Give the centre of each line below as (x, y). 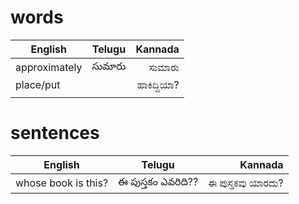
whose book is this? (62, 183)
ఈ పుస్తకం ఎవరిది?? (158, 181)
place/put (38, 84)
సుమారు (109, 66)
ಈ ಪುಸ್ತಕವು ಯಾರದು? (246, 183)
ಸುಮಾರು (164, 67)
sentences (55, 133)
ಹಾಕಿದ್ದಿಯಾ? (158, 84)
